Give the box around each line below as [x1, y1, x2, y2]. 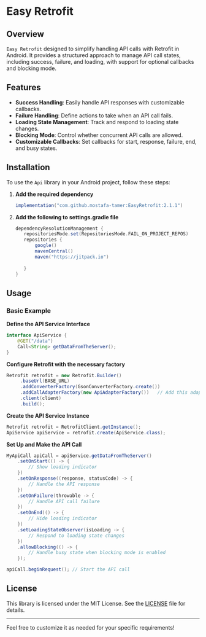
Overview [6, 29, 45, 39]
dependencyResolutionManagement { [15, 225, 104, 232]
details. [6, 606, 25, 614]
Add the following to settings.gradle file [15, 213, 119, 221]
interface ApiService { [6, 332, 67, 338]
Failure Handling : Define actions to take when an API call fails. [15, 112, 174, 119]
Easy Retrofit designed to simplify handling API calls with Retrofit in [6, 45, 180, 52]
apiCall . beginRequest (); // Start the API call [6, 566, 131, 573]
